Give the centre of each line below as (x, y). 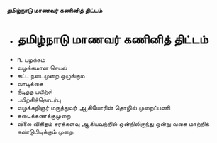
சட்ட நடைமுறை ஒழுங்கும (51, 75)
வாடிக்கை (30, 83)
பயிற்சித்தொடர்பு (39, 100)
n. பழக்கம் (31, 59)
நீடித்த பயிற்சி (34, 91)
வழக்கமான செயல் (42, 68)
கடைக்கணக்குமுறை (44, 115)
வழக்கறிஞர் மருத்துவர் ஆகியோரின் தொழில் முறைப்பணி (94, 107)
